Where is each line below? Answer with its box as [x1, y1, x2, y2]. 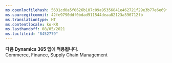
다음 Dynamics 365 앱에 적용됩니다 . [5, 46, 79, 52]
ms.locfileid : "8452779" [5, 31, 58, 36]
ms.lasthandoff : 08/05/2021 [5, 27, 66, 32]
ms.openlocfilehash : [5, 7, 50, 13]
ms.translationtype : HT [5, 17, 56, 22]
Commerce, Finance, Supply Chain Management [5, 52, 107, 58]
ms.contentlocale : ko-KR [5, 22, 58, 27]
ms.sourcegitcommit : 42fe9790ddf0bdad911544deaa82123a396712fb [5, 12, 143, 17]
